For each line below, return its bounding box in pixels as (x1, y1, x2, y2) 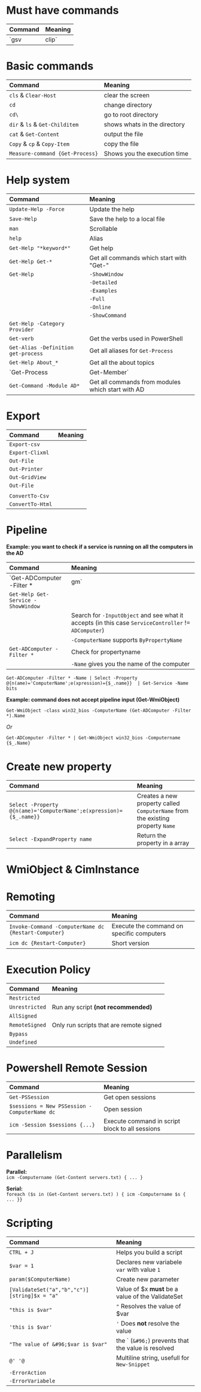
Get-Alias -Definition (9, 344, 74, 351)
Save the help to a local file (89, 215, 166, 223)
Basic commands (6, 59, 94, 73)
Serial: (6, 1185, 23, 1192)
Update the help (89, 205, 135, 213)
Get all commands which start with (89, 254, 187, 262)
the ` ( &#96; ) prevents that (115, 1336, 190, 1345)
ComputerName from (136, 806, 189, 815)
